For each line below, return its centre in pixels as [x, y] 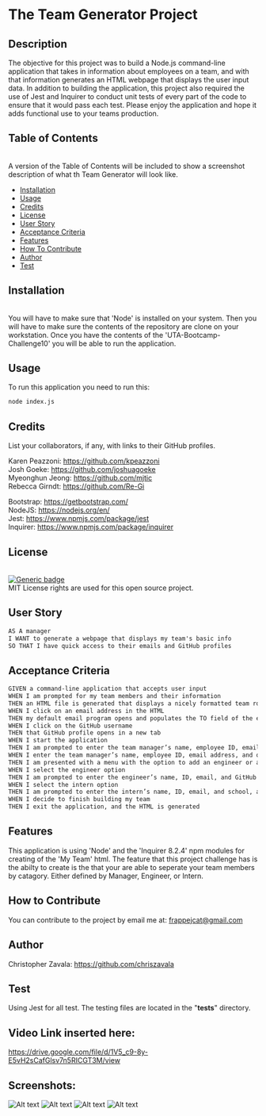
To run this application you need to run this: [79, 387]
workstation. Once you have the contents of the [86, 335]
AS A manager [30, 631]
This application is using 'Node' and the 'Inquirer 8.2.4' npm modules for [127, 850]
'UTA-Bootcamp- [193, 335]
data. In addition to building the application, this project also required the [127, 88]
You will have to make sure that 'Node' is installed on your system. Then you [133, 318]
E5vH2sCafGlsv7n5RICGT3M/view [65, 1060]
